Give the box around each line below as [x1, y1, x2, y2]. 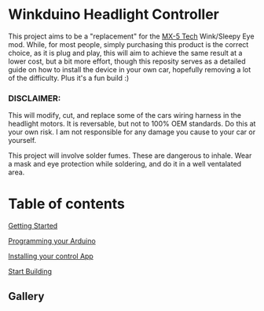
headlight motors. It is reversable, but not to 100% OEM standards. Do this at [8, 119, 256, 129]
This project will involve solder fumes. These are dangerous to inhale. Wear [8, 151, 252, 160]
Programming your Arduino [8, 236, 96, 246]
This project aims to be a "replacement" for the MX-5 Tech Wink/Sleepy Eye [8, 31, 255, 41]
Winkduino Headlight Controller [8, 5, 220, 24]
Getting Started [8, 221, 58, 231]
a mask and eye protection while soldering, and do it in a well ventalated [8, 159, 242, 169]
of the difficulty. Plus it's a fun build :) [8, 73, 130, 82]
